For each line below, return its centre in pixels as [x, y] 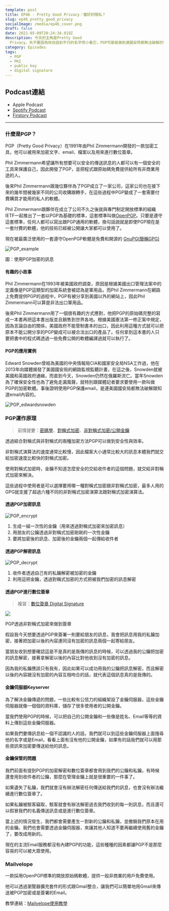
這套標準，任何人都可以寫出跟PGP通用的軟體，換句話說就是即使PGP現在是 [82, 222]
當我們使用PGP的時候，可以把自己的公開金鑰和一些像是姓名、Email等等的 [81, 716]
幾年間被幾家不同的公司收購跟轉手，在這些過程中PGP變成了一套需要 [84, 192]
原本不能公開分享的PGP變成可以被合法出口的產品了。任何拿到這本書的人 [80, 332]
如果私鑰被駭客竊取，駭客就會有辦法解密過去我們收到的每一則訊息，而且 [80, 804]
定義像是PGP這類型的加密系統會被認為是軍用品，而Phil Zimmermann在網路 [83, 290]
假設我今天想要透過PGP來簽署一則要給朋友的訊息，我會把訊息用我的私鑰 [80, 635]
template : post [21, 10]
